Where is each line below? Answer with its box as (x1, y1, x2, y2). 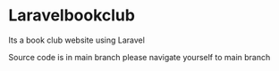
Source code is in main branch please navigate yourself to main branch (8, 51, 271, 62)
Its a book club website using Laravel (8, 35, 145, 45)
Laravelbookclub (8, 5, 136, 26)
